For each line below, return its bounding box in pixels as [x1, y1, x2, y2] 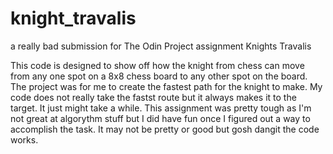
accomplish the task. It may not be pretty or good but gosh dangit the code [10, 123, 320, 135]
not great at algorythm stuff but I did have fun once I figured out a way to [10, 112, 311, 124]
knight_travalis [10, 7, 137, 30]
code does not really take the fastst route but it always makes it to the [10, 91, 297, 103]
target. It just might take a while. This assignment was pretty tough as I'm [10, 102, 312, 114]
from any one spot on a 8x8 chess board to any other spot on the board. [10, 70, 308, 82]
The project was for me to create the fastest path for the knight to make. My [10, 80, 323, 92]
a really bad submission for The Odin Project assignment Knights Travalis [10, 40, 312, 52]
